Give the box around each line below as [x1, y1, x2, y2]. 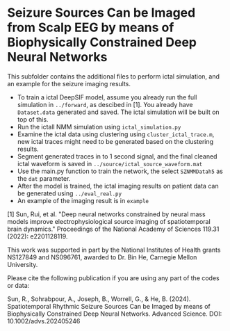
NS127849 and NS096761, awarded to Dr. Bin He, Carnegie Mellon [7, 252, 197, 261]
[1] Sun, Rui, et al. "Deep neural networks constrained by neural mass [7, 210, 206, 218]
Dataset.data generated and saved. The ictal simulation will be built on [17, 108, 220, 116]
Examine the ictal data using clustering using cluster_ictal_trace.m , [17, 130, 215, 138]
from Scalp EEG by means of [7, 19, 174, 35]
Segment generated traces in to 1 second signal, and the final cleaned [17, 152, 217, 161]
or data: [7, 281, 30, 289]
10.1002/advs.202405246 [7, 316, 81, 325]
